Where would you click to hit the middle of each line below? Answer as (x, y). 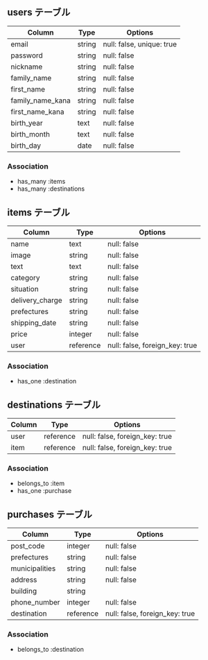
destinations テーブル (54, 405)
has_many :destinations (51, 189)
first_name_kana (37, 112)
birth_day (26, 146)
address (24, 580)
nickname (27, 67)
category (25, 277)
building (24, 591)
